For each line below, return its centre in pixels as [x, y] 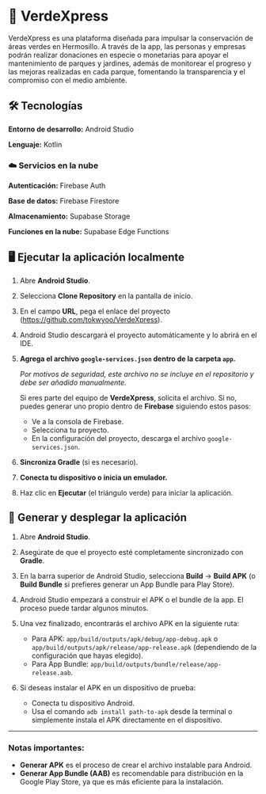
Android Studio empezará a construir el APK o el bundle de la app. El [131, 599]
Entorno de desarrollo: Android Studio [71, 129]
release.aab [51, 673]
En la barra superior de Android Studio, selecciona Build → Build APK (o [137, 576]
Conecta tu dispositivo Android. [83, 703]
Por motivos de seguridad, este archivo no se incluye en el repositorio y [137, 374]
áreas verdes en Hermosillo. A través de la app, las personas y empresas [127, 46]
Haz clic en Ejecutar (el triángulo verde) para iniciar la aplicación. [126, 492]
